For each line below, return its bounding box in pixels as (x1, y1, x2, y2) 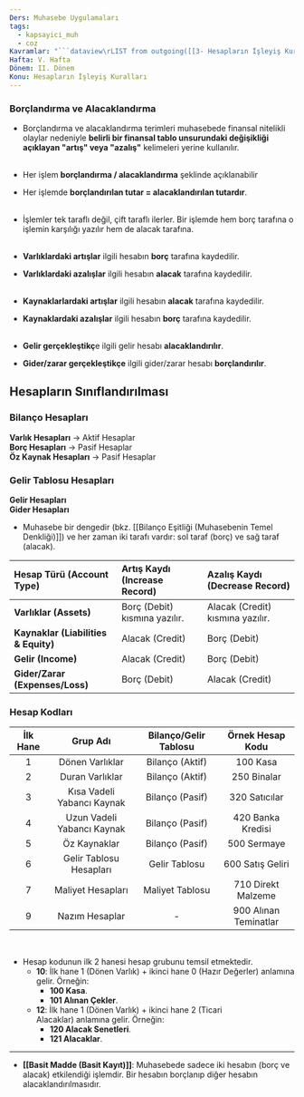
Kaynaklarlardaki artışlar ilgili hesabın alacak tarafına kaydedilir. (22, 296, 264, 306)
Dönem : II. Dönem (9, 64, 75, 73)
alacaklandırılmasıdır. (22, 1079, 101, 1090)
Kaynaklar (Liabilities (14, 626, 107, 639)
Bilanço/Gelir (147, 729, 206, 742)
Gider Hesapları (9, 504, 70, 515)
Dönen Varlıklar (58, 756, 124, 769)
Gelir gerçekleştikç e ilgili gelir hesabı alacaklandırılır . (22, 341, 224, 352)
